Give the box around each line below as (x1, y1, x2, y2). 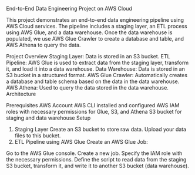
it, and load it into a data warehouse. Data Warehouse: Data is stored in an (6, 65, 185, 72)
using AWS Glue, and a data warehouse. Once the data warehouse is (6, 29, 173, 36)
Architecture (6, 91, 36, 97)
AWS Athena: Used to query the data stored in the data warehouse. (6, 84, 169, 91)
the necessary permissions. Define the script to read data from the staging (6, 156, 187, 163)
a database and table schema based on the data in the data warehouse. (6, 78, 180, 85)
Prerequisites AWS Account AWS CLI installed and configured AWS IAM (6, 102, 180, 108)
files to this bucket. (14, 132, 61, 139)
